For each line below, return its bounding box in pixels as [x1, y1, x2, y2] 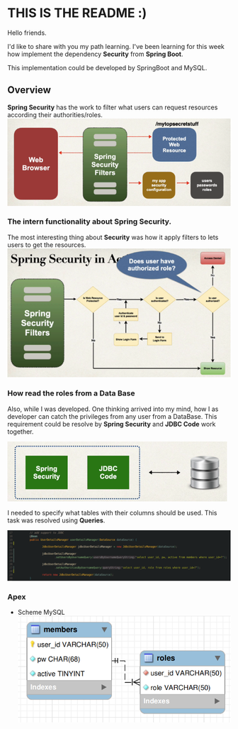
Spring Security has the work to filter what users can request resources [7, 103, 218, 111]
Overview [7, 84, 52, 97]
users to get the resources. [7, 240, 86, 249]
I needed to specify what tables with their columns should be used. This [7, 508, 217, 517]
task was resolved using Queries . [7, 516, 106, 525]
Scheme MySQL [17, 608, 65, 617]
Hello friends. [7, 28, 47, 37]
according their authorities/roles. [7, 110, 103, 119]
